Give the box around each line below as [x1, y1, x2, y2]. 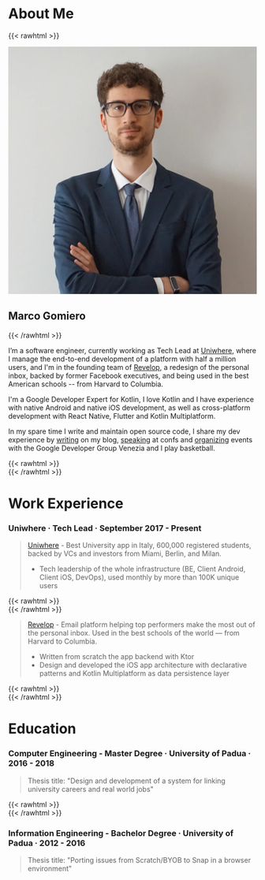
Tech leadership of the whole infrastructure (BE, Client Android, [39, 565, 246, 574]
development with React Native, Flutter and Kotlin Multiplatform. [8, 411, 216, 420]
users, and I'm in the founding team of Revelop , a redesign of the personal [8, 362, 250, 371]
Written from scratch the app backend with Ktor [39, 652, 195, 662]
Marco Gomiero [8, 309, 86, 323]
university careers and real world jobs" [27, 784, 154, 793]
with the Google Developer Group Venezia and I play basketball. [8, 443, 215, 453]
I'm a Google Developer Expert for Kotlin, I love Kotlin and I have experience [8, 394, 255, 404]
